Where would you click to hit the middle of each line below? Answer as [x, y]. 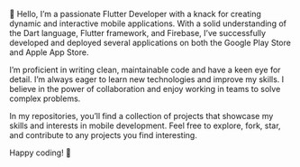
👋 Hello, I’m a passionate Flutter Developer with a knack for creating [135, 14]
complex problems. [45, 98]
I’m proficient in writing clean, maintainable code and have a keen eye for [145, 70]
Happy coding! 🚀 [41, 153]
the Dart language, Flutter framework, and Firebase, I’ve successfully [138, 33]
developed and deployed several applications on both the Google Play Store [150, 42]
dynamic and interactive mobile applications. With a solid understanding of [148, 23]
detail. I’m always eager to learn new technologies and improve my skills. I [147, 79]
